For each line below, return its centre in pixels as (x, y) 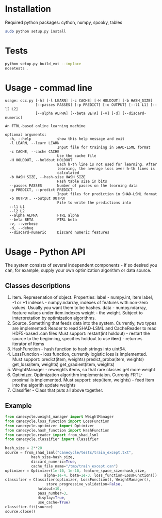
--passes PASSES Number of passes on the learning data (73, 186)
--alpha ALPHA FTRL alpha (44, 216)
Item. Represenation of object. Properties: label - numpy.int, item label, (83, 297)
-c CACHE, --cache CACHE (34, 152)
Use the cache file (77, 156)
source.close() (20, 511)
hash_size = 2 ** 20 (24, 448)
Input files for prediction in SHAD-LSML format (107, 194)
